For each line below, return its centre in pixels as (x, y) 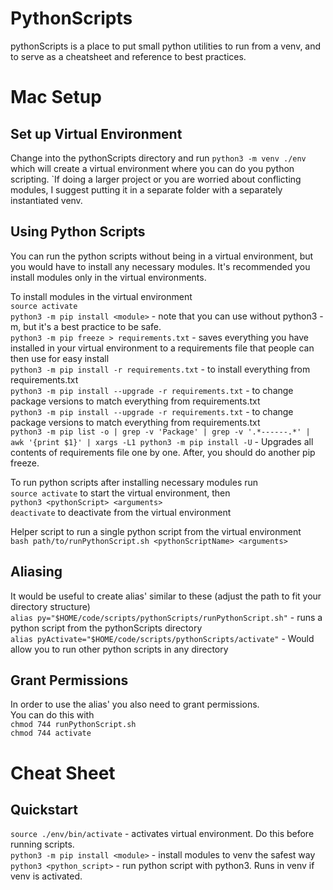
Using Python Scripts (78, 232)
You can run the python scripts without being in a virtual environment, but (162, 256)
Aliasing (36, 572)
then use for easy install (60, 358)
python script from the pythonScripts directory (106, 628)
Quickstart (44, 809)
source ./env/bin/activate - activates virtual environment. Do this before (162, 834)
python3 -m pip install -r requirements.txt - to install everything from (160, 369)
